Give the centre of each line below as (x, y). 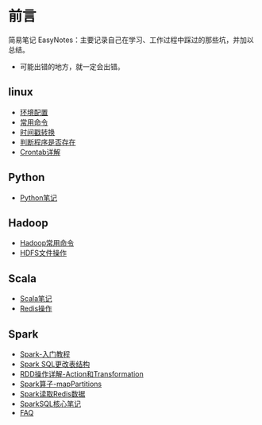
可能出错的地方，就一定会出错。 (72, 66)
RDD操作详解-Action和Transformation (82, 374)
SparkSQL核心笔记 (50, 404)
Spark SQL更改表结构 (55, 364)
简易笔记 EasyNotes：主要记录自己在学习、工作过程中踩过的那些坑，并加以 (131, 40)
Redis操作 (36, 309)
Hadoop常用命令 (46, 243)
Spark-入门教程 (45, 354)
